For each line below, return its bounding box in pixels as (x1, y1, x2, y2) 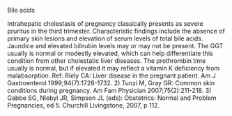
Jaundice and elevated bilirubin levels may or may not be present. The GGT (7, 42, 224, 50)
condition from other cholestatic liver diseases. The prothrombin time (7, 57, 206, 65)
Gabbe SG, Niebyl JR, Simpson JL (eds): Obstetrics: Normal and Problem (7, 94, 217, 102)
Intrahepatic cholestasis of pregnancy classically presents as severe (7, 20, 203, 27)
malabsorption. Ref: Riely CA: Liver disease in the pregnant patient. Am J (7, 71, 216, 80)
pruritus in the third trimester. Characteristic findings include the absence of (7, 27, 225, 35)
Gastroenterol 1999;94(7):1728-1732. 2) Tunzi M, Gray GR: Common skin (7, 79, 215, 87)
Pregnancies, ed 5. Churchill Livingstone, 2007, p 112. (7, 101, 160, 109)
